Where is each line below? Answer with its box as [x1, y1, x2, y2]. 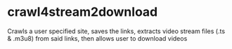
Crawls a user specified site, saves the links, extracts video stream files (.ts [7, 27, 226, 35]
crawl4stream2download [7, 4, 158, 20]
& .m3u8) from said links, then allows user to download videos [7, 34, 188, 42]
